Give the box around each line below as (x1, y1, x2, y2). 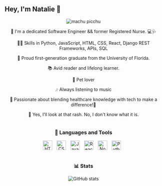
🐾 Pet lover (72, 76, 95, 83)
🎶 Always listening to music (55, 86, 112, 92)
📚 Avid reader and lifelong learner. (47, 65, 119, 71)
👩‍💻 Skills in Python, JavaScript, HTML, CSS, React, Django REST (16, 40, 150, 46)
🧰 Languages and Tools (54, 129, 112, 136)
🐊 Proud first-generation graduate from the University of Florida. (17, 55, 150, 61)
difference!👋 (70, 101, 96, 108)
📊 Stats (73, 162, 93, 169)
